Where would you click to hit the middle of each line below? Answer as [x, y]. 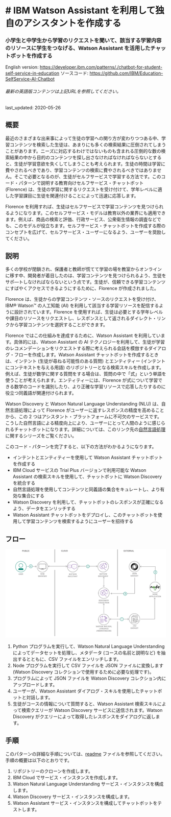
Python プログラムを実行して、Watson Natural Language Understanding [89, 646]
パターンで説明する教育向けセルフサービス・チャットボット [81, 183]
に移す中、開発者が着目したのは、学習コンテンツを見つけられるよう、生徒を [86, 276]
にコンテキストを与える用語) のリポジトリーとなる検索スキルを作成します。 [85, 368]
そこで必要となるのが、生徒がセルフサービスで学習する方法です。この [88, 176]
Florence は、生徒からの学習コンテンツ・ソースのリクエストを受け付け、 [82, 299]
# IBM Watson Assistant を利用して [80, 10]
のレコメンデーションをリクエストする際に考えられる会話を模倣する [77, 348]
